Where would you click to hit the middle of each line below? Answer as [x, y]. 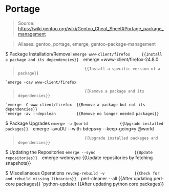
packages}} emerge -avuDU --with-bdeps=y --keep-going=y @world [80, 128]
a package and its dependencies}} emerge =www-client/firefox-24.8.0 [82, 59]
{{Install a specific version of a [122, 69]
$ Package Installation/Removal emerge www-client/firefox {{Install [84, 54]
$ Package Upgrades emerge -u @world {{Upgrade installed [84, 123]
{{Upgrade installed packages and [121, 138]
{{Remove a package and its [114, 91]
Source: [26, 23]
